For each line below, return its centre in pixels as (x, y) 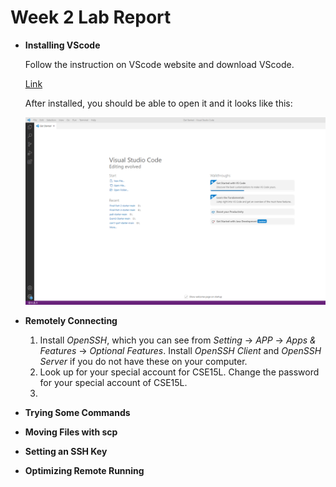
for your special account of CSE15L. (113, 383)
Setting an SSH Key (66, 452)
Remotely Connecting (71, 321)
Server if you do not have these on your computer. (143, 362)
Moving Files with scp (71, 432)
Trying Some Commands (77, 413)
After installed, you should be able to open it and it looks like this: (158, 103)
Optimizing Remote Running (84, 471)
